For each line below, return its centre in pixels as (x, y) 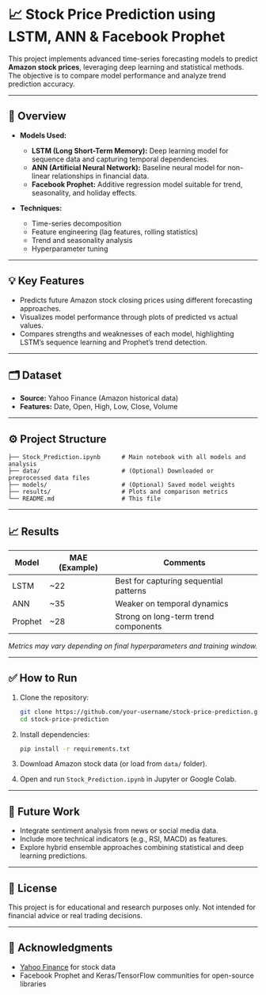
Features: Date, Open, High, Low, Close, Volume (99, 407)
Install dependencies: (55, 734)
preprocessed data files (49, 478)
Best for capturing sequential (169, 581)
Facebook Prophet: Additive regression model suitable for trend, (137, 184)
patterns (131, 591)
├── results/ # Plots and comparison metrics (118, 492)
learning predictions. (53, 856)
